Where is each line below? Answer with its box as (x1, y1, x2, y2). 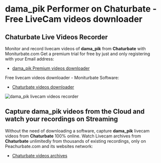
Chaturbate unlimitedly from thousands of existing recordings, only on (5, 138, 146, 144)
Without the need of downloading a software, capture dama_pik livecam (5, 128, 150, 133)
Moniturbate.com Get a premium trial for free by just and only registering (5, 51, 150, 57)
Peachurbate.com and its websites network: (5, 143, 93, 149)
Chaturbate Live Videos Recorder (5, 33, 108, 41)
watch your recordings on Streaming (5, 115, 118, 123)
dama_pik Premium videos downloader (12, 65, 90, 71)
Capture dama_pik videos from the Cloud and (5, 107, 145, 116)
